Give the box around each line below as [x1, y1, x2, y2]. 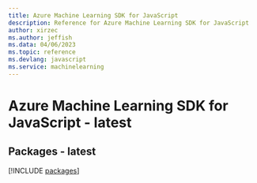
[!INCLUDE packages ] [8, 166, 80, 175]
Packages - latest [8, 145, 96, 159]
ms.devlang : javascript [8, 56, 87, 64]
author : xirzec [8, 26, 59, 34]
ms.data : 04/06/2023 [8, 41, 77, 49]
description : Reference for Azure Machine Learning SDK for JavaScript [8, 19, 249, 27]
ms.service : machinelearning [8, 63, 104, 71]
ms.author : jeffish [8, 33, 73, 42]
